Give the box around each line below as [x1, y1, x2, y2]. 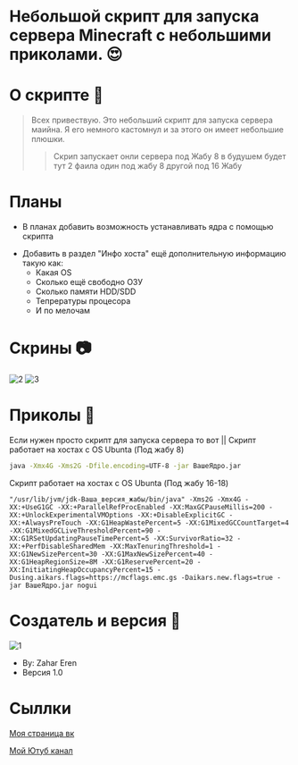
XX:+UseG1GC [9, 502, 54, 511]
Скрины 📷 [9, 338, 92, 358]
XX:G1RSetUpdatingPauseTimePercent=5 [9, 534, 150, 542]
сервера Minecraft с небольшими [9, 25, 272, 46]
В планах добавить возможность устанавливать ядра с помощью [21, 222, 274, 232]
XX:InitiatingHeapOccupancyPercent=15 [9, 565, 153, 574]
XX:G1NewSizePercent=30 [9, 550, 98, 559]
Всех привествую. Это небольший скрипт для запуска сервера [30, 114, 274, 126]
